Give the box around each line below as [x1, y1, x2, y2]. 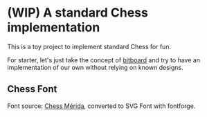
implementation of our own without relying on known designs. [7, 63, 183, 71]
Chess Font [7, 83, 57, 95]
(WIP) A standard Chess [7, 5, 149, 21]
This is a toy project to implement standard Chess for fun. [7, 42, 172, 51]
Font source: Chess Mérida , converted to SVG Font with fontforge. [7, 102, 196, 110]
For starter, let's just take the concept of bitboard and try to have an [7, 55, 201, 64]
